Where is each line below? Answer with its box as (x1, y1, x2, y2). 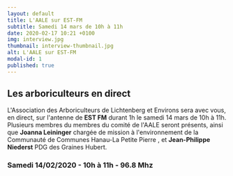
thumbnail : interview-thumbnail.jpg (7, 42, 114, 49)
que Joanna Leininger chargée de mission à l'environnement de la (7, 128, 199, 136)
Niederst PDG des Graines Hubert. (7, 143, 107, 152)
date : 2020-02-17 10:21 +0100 (7, 29, 96, 37)
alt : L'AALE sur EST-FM (7, 49, 77, 56)
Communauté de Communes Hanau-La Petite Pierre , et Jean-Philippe (7, 136, 211, 144)
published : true (7, 62, 54, 69)
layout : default (7, 10, 54, 17)
